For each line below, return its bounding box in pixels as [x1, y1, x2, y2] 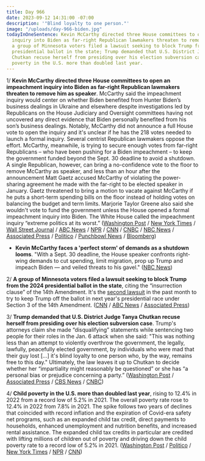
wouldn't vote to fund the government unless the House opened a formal [6, 206, 190, 213]
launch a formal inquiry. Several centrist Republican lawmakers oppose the [6, 135, 195, 142]
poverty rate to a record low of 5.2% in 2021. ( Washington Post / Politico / [6, 441, 192, 449]
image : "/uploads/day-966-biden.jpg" [6, 26, 103, 32]
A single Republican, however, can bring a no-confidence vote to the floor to [6, 161, 199, 168]
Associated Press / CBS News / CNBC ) [6, 377, 104, 385]
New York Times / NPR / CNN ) [6, 448, 82, 455]
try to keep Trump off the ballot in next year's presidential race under [6, 295, 180, 302]
